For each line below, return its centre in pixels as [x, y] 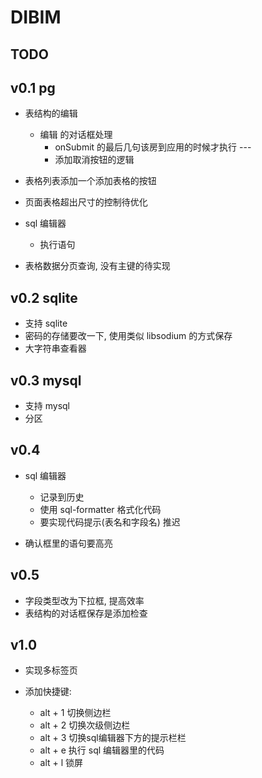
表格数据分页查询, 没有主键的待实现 [97, 266]
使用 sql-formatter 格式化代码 [100, 509]
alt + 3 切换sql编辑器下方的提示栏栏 [113, 738]
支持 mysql [47, 406]
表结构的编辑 [51, 113]
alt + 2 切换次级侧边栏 [85, 725]
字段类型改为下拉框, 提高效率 [84, 600]
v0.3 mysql [46, 380]
